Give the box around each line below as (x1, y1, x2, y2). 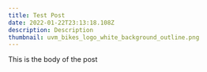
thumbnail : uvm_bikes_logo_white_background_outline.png (8, 33, 200, 41)
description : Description (8, 26, 93, 34)
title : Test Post (8, 11, 66, 20)
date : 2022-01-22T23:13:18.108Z (8, 19, 115, 27)
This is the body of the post (8, 55, 98, 64)
